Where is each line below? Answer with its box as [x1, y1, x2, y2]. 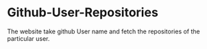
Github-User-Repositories [7, 5, 159, 20]
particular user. [7, 34, 50, 42]
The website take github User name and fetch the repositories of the [7, 27, 200, 35]
